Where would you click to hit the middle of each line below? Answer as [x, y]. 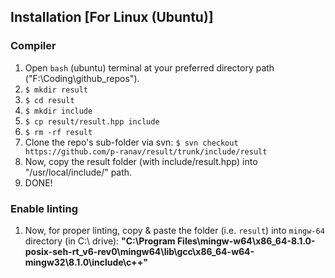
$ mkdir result [56, 90]
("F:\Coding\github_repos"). [82, 78]
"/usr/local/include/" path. [78, 172]
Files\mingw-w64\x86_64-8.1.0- [246, 241]
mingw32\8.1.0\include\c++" [86, 262]
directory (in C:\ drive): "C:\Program [100, 241]
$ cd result [49, 100]
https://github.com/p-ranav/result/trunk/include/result [146, 151]
